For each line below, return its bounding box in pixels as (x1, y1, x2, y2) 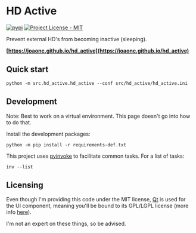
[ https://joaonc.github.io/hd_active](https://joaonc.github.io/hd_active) (6, 47, 189, 54)
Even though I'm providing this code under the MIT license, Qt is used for (6, 196, 186, 203)
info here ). (6, 209, 32, 216)
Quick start (6, 65, 49, 75)
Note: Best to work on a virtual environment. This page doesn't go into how (6, 112, 191, 119)
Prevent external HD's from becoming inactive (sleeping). (6, 35, 147, 42)
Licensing (6, 180, 43, 190)
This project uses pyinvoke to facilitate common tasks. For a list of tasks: (6, 152, 185, 160)
